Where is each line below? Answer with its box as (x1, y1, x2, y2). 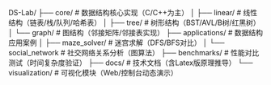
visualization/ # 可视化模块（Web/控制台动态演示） (8, 68, 178, 77)
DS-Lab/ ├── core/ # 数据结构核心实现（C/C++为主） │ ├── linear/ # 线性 (8, 8, 258, 17)
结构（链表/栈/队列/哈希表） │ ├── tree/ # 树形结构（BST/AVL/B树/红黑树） (8, 18, 260, 27)
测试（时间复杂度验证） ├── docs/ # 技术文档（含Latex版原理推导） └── (8, 58, 253, 67)
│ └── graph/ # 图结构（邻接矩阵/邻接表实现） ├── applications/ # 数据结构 (8, 28, 264, 37)
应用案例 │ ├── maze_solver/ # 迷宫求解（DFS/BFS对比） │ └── (8, 38, 225, 47)
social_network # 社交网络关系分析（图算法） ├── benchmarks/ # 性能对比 (8, 48, 260, 57)
